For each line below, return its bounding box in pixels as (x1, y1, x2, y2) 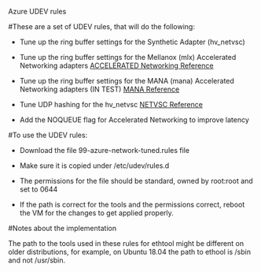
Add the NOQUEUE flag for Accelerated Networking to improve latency (19, 115, 250, 125)
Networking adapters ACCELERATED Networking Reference (19, 61, 214, 70)
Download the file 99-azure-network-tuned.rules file (19, 146, 190, 155)
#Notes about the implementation (8, 224, 116, 233)
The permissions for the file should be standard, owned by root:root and (19, 177, 253, 185)
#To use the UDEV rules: (8, 130, 88, 140)
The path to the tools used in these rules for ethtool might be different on (8, 239, 244, 248)
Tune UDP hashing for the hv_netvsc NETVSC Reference (19, 100, 203, 109)
